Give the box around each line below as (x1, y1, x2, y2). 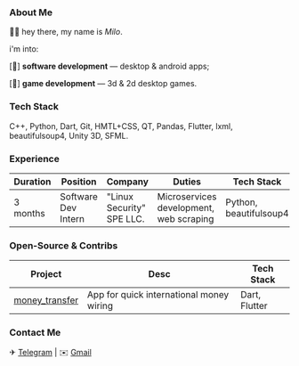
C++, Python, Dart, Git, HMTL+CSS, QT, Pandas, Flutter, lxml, (9, 120, 233, 131)
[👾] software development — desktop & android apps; (9, 61, 210, 72)
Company (106, 175, 149, 188)
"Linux (106, 190, 133, 202)
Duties (173, 175, 202, 188)
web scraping (157, 212, 214, 224)
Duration (13, 175, 52, 188)
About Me (9, 6, 53, 19)
